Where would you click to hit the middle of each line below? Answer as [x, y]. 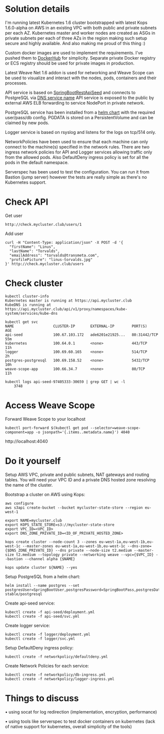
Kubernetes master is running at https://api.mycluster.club [69, 301]
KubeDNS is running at [28, 305]
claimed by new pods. [27, 123]
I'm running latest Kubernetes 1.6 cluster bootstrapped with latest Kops [76, 22]
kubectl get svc [21, 322]
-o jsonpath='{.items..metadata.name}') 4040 [83, 432]
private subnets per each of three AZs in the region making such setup [76, 38]
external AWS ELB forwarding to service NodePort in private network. [75, 103]
